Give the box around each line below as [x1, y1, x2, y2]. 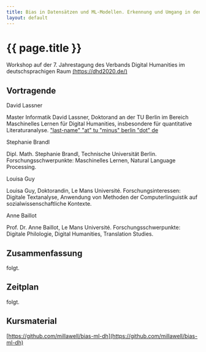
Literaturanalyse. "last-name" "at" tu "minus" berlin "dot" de [6, 127, 158, 134]
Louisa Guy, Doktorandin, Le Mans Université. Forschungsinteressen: [6, 187, 181, 195]
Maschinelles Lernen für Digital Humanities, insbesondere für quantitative [6, 120, 192, 127]
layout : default [6, 15, 48, 21]
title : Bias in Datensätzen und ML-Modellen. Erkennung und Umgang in [6, 9, 191, 15]
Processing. [6, 163, 37, 171]
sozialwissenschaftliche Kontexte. [6, 200, 92, 208]
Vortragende [6, 85, 56, 95]
